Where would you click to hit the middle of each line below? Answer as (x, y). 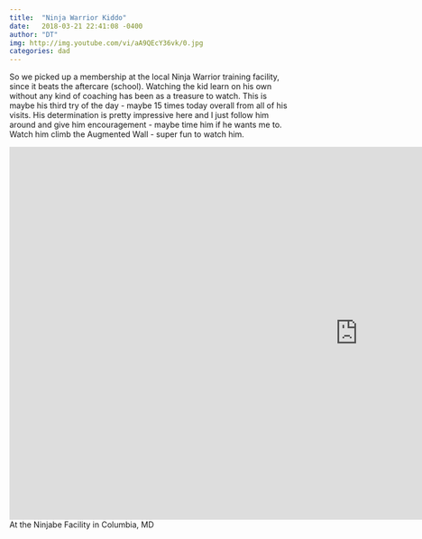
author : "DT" (34, 34)
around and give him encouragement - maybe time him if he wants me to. (146, 125)
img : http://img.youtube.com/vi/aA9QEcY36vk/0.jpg (106, 43)
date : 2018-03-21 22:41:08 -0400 (76, 26)
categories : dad (40, 51)
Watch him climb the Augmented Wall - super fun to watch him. (127, 134)
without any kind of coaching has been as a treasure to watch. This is (138, 96)
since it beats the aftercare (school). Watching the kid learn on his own (141, 87)
